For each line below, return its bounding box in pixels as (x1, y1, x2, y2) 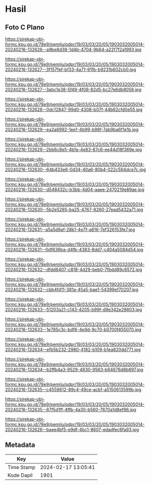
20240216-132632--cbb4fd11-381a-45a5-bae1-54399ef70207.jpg (5, 287, 139, 292)
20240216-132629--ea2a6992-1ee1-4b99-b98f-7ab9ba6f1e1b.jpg (5, 127, 139, 132)
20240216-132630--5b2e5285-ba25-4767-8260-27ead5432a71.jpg (5, 207, 144, 212)
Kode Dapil (7, 472, 33, 479)
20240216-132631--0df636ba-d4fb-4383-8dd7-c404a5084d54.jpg (5, 247, 144, 252)
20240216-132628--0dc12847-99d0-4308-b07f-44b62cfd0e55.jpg (5, 107, 143, 112)
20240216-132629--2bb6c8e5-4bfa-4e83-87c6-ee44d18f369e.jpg (5, 147, 142, 152)
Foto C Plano (5, 23, 45, 32)
